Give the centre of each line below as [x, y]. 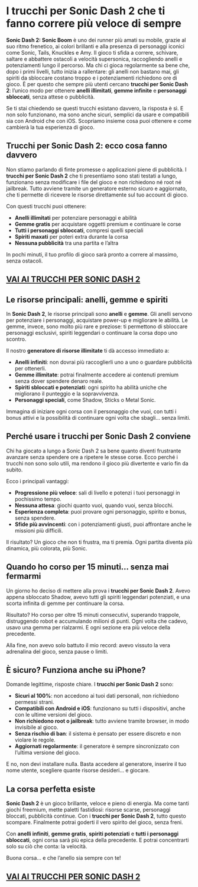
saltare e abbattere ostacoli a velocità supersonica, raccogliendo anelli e [94, 59]
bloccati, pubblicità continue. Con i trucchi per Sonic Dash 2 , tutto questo [96, 816]
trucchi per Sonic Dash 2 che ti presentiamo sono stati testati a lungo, [92, 176]
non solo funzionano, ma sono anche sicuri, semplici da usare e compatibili [98, 115]
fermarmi [24, 576]
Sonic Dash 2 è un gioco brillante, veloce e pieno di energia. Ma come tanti [98, 803]
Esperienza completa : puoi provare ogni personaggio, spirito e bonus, [100, 511]
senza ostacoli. [25, 261]
